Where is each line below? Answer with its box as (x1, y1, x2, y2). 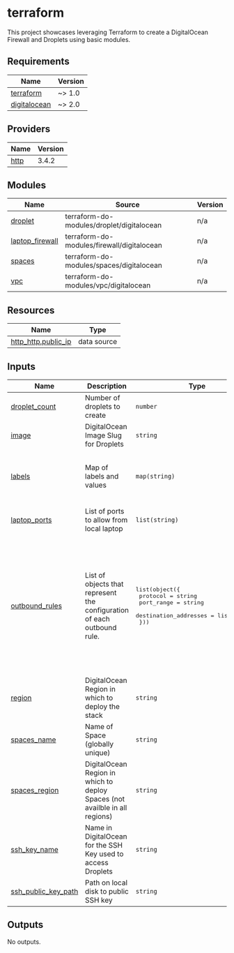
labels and (84, 472, 119, 481)
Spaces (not (84, 794, 125, 804)
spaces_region (10, 786, 59, 795)
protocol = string (139, 592, 197, 599)
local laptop (84, 523, 123, 533)
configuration (84, 605, 130, 615)
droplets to (84, 402, 120, 411)
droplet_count (10, 402, 56, 411)
